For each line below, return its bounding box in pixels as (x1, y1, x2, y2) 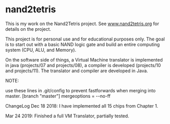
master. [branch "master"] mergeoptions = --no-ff (5, 93, 111, 99)
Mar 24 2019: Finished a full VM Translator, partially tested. (5, 113, 129, 119)
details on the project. (5, 26, 52, 32)
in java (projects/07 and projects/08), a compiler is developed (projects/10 (5, 62, 161, 68)
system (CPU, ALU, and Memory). (5, 47, 77, 53)
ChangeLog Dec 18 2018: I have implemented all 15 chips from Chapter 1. (5, 102, 158, 109)
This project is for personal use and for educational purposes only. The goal (5, 36, 165, 42)
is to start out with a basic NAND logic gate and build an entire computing (5, 41, 160, 47)
